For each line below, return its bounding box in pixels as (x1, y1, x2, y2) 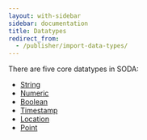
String (19, 80, 41, 90)
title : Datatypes (8, 27, 67, 35)
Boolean (19, 97, 48, 107)
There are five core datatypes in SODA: (8, 64, 139, 74)
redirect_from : (8, 34, 60, 43)
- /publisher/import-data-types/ (15, 42, 128, 50)
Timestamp (19, 106, 58, 116)
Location (19, 114, 50, 124)
